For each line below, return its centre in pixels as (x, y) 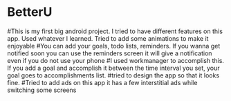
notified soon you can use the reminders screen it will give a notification (110, 53)
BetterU (30, 12)
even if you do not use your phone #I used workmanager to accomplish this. (116, 60)
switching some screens (42, 90)
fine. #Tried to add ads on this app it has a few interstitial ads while (102, 82)
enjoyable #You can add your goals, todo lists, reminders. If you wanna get (114, 46)
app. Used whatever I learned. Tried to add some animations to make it (108, 38)
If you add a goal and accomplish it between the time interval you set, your (113, 68)
